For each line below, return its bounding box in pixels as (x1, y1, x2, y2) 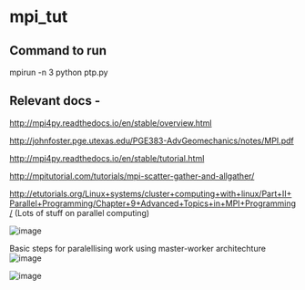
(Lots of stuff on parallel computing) (14, 207, 150, 218)
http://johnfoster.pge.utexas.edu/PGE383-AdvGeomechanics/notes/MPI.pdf (9, 135, 294, 146)
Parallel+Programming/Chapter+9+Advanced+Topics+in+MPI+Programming (9, 198, 296, 209)
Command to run (9, 43, 107, 58)
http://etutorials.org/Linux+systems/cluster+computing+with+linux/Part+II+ (9, 188, 292, 199)
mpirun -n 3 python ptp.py (9, 67, 108, 78)
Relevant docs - (9, 93, 101, 109)
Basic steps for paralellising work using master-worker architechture (9, 243, 267, 254)
